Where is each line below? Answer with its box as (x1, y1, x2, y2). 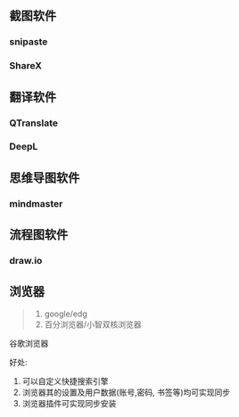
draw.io (9, 255, 43, 267)
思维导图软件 (9, 170, 80, 185)
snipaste (9, 36, 48, 48)
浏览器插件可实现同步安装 (21, 397, 117, 408)
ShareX (9, 60, 43, 72)
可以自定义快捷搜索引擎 (21, 375, 109, 386)
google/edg (44, 308, 87, 319)
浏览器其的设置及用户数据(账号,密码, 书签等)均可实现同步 (21, 387, 231, 397)
